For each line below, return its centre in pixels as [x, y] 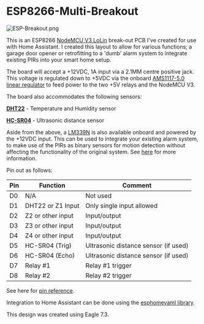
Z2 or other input [49, 215]
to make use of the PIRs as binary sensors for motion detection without [96, 145]
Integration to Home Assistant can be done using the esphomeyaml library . [100, 303]
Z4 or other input [49, 236]
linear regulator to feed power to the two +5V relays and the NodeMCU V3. [101, 85]
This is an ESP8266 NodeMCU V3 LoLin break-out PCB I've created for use [101, 40]
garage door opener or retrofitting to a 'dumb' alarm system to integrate [97, 53]
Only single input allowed [122, 206]
